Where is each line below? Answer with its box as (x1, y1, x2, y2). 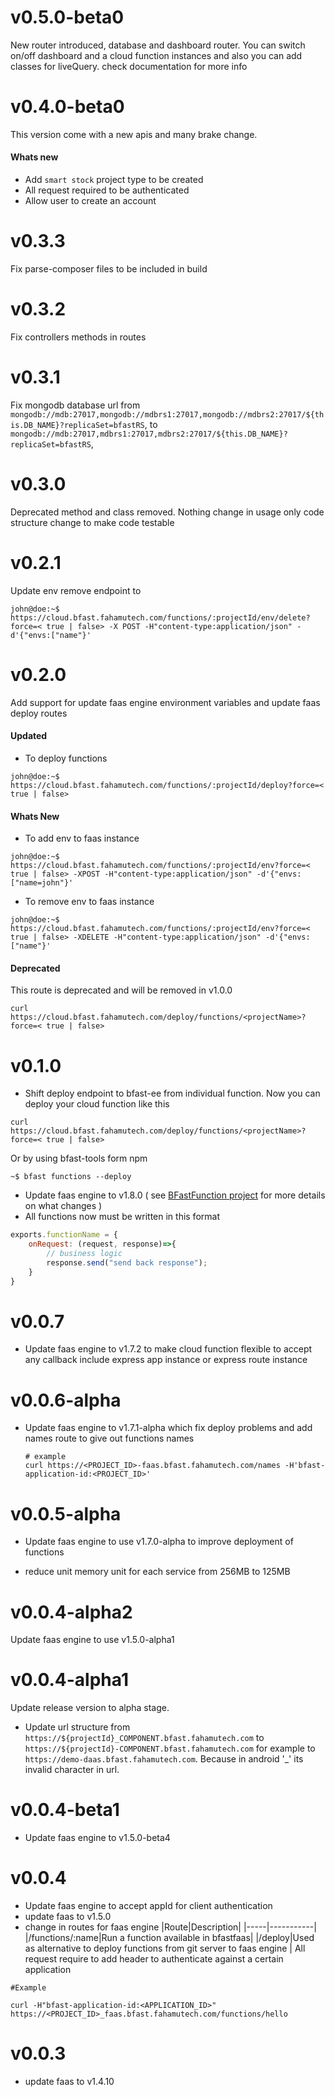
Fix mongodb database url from (10, 399, 141, 411)
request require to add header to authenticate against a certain (24, 1953, 284, 1965)
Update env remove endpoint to (10, 584, 142, 596)
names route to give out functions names (24, 1432, 195, 1445)
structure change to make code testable (10, 516, 175, 528)
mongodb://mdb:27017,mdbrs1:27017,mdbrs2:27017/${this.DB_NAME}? (10, 429, 288, 439)
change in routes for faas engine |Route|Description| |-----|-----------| (24, 1921, 317, 1933)
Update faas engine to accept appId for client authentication (24, 1900, 273, 1912)
